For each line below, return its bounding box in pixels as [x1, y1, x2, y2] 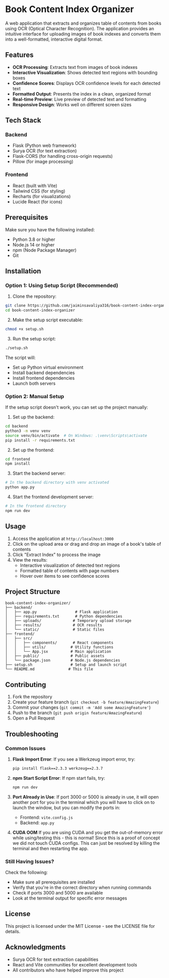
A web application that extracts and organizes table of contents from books [5, 20, 162, 26]
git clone [5, 303, 26, 308]
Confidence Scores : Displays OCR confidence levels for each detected [12, 80, 161, 86]
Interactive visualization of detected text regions [20, 562, 120, 568]
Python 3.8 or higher [12, 236, 55, 242]
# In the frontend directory [5, 504, 66, 509]
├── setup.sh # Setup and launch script [5, 662, 127, 667]
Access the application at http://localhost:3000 [12, 536, 114, 542]
